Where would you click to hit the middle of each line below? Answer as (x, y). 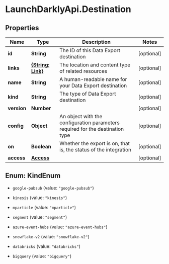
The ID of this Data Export (90, 50)
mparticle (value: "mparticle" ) (44, 207)
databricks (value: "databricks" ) (46, 246)
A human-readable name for (93, 79)
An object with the (81, 116)
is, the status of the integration (96, 150)
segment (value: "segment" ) (39, 217)
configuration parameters (90, 123)
